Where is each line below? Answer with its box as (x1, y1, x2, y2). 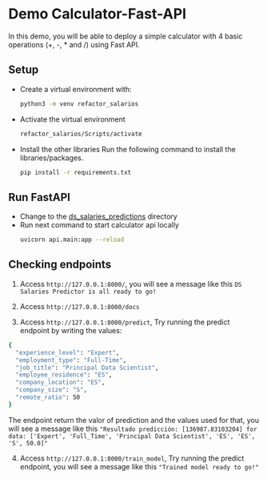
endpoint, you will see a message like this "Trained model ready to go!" (19, 461, 260, 471)
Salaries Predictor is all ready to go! (19, 288, 157, 296)
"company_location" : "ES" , (15, 378, 106, 387)
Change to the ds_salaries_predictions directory (19, 211, 177, 221)
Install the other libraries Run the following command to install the (19, 144, 236, 154)
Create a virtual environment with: (19, 84, 132, 94)
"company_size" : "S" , (15, 386, 88, 394)
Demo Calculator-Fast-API (8, 5, 186, 23)
